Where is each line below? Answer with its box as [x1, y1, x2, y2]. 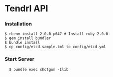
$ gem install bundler [4, 36, 51, 41]
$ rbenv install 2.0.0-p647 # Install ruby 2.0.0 [4, 31, 109, 37]
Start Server [4, 56, 35, 63]
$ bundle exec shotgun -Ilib [9, 67, 69, 72]
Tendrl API [4, 3, 49, 14]
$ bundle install [4, 40, 40, 45]
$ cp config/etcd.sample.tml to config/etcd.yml [4, 45, 106, 50]
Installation [4, 21, 32, 27]
